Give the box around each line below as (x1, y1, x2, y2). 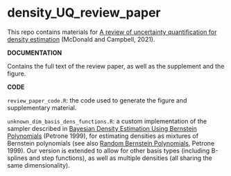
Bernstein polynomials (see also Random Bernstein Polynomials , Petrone (7, 139, 215, 147)
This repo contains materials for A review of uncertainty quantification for (7, 28, 217, 36)
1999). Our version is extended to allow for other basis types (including (7, 146, 210, 155)
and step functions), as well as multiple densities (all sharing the (28, 154, 213, 162)
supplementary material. (7, 103, 77, 112)
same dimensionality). (7, 161, 71, 169)
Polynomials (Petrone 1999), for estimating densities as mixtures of (7, 132, 199, 140)
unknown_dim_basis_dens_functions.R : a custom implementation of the (7, 116, 207, 125)
